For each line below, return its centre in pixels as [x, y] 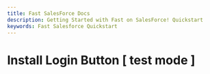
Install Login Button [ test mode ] [101, 60]
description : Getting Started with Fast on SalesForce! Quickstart [105, 20]
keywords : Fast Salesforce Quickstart [62, 26]
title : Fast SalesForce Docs [49, 13]
